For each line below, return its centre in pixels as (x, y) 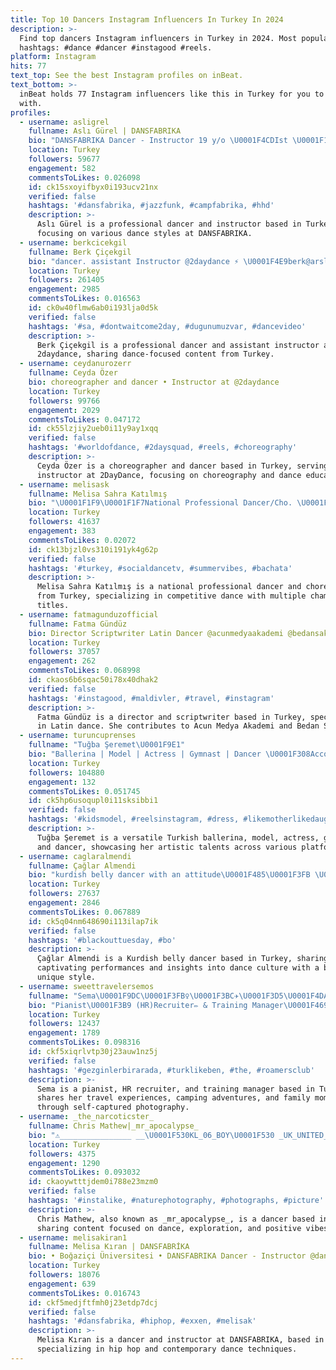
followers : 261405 (66, 280)
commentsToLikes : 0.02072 (82, 540)
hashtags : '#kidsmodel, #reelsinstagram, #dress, (134, 819)
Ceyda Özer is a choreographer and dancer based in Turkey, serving (182, 466)
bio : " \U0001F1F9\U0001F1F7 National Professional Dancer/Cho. (160, 503)
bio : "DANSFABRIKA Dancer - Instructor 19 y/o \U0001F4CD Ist (158, 141)
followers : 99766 (64, 401)
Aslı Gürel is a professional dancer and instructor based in (169, 224)
